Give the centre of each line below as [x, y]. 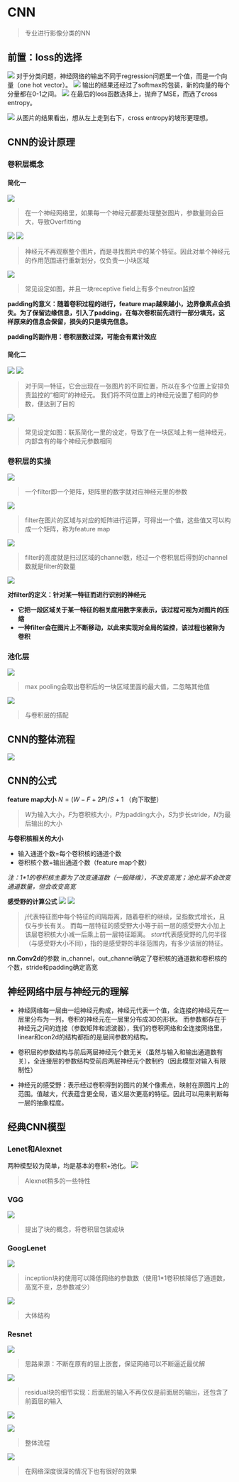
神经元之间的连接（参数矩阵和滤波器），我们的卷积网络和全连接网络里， [122, 1028]
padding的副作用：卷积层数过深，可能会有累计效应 [82, 337]
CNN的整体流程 [41, 740]
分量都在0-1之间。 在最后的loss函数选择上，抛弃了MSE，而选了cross [112, 94]
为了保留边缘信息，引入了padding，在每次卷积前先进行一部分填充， [119, 313]
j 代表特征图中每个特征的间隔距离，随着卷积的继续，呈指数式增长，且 [125, 916]
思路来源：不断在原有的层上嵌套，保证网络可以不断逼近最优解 [115, 1364]
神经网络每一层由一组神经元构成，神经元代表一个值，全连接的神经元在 [120, 1010]
